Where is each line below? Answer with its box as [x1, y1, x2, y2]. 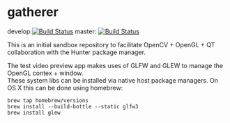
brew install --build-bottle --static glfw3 [7, 103, 139, 110]
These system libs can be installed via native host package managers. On [7, 76, 218, 84]
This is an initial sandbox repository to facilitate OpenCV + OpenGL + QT [7, 40, 215, 49]
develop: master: [7, 27, 97, 35]
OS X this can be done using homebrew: [7, 83, 123, 92]
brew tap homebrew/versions [7, 97, 89, 104]
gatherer [7, 4, 59, 20]
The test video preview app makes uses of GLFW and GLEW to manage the [7, 61, 224, 69]
